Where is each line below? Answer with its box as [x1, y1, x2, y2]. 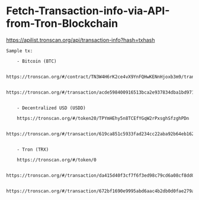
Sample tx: [6, 47, 33, 54]
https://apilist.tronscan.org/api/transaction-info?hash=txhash [6, 36, 155, 43]
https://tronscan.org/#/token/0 [17, 157, 97, 163]
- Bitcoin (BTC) [17, 58, 57, 64]
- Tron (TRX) [17, 147, 49, 153]
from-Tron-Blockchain [6, 17, 118, 30]
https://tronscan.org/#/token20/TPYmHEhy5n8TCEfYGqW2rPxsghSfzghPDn [17, 115, 190, 121]
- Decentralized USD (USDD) [17, 105, 86, 111]
